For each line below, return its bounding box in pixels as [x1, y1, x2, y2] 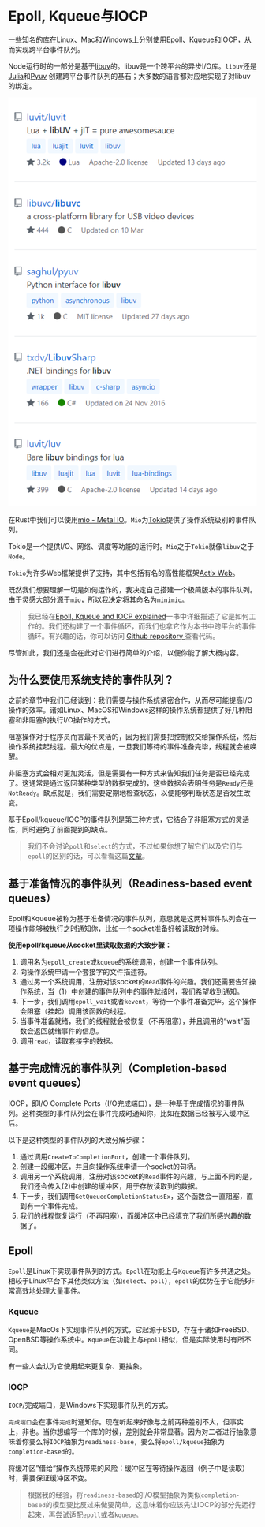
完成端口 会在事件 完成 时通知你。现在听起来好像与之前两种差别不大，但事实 [8, 1417, 244, 1427]
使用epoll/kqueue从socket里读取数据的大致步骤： [8, 940, 172, 950]
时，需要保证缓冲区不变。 [8, 1473, 91, 1483]
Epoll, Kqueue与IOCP [8, 7, 148, 25]
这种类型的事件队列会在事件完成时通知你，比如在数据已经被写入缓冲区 [21, 1109, 250, 1118]
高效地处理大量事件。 [14, 1286, 84, 1295]
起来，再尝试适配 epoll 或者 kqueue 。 [27, 1510, 144, 1519]
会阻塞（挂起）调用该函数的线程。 [19, 1006, 131, 1016]
